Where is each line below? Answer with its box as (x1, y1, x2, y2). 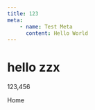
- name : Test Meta (19, 23, 73, 30)
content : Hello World (25, 29, 89, 37)
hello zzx (7, 60, 60, 75)
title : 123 (7, 10, 39, 17)
